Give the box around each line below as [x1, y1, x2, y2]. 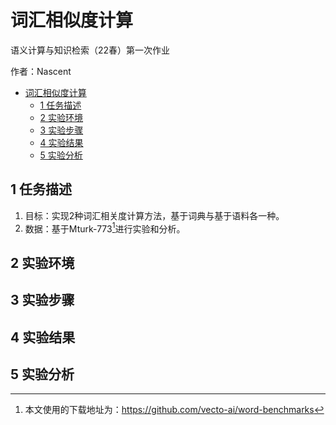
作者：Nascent [10, 65, 72, 77]
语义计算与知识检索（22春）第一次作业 [10, 44, 171, 56]
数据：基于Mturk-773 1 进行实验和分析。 [24, 221, 186, 235]
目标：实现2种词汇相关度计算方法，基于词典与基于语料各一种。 [24, 209, 285, 221]
